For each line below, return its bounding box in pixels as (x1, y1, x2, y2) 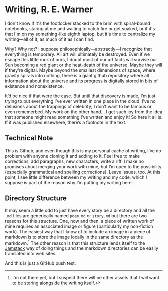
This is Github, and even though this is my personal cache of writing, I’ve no (5, 147, 161, 154)
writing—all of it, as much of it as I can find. (5, 36, 95, 42)
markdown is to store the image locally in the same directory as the (5, 234, 143, 240)
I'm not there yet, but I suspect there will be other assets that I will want (12, 275, 160, 281)
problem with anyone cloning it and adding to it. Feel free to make (5, 153, 140, 159)
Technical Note (5, 134, 53, 142)
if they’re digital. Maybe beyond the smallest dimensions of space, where (5, 67, 156, 73)
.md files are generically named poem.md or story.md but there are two (5, 212, 147, 219)
